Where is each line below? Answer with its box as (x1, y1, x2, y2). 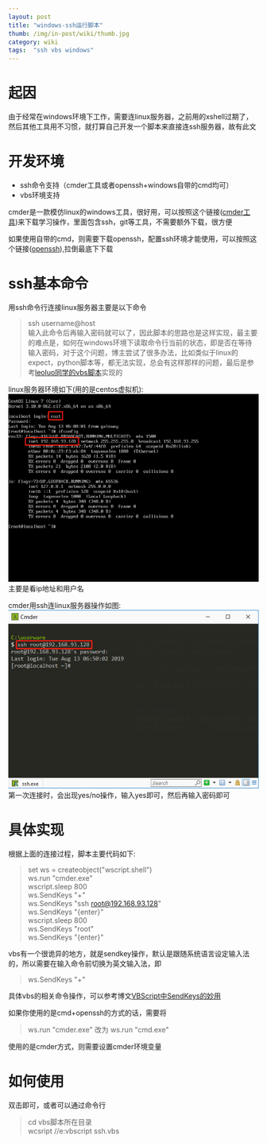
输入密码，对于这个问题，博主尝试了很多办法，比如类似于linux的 (27, 347, 238, 357)
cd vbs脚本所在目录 (27, 1117, 93, 1126)
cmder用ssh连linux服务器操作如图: (8, 600, 122, 610)
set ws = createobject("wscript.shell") (27, 865, 153, 874)
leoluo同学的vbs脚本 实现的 (34, 367, 123, 377)
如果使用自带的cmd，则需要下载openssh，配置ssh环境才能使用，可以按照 (8, 234, 250, 243)
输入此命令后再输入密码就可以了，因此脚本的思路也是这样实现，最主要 (27, 327, 258, 337)
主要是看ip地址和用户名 (8, 583, 84, 593)
